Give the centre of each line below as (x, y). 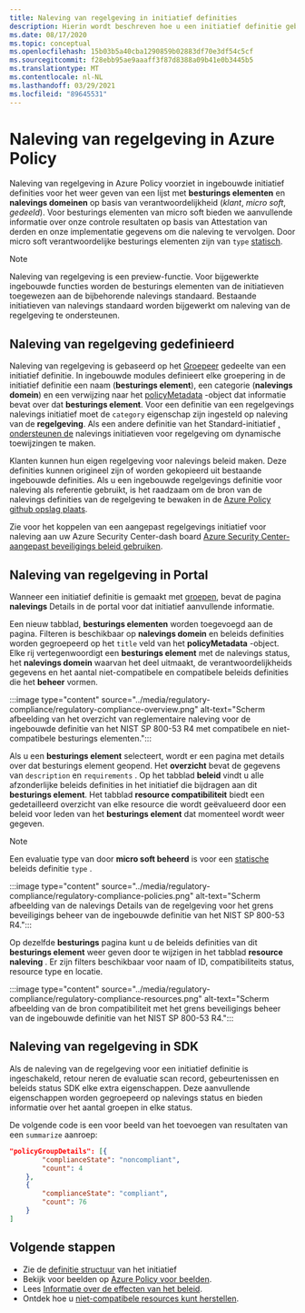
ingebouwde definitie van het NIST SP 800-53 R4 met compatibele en (140, 729)
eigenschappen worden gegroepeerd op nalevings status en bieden (136, 1097)
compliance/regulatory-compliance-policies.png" (102, 896)
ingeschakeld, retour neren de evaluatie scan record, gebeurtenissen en (144, 1078)
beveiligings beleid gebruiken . (107, 546)
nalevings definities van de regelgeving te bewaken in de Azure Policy (140, 500)
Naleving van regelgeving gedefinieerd (122, 343)
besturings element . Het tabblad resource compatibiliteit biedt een (137, 795)
